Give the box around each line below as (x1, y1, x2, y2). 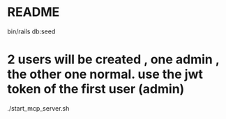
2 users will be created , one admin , (7, 51, 220, 68)
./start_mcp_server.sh (7, 104, 70, 112)
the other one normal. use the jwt (7, 67, 204, 82)
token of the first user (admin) (7, 81, 185, 97)
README (7, 4, 60, 20)
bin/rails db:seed (7, 27, 56, 35)
